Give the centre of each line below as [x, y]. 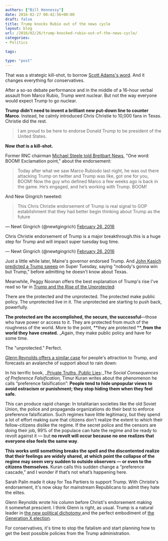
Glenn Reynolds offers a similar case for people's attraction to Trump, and [81, 357]
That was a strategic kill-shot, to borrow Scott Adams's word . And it [75, 75]
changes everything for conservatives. [45, 80]
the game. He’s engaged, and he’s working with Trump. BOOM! [82, 187]
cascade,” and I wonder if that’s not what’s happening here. [66, 472]
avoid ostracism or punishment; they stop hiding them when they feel [79, 388]
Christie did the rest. [26, 121]
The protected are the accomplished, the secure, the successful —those [81, 317]
